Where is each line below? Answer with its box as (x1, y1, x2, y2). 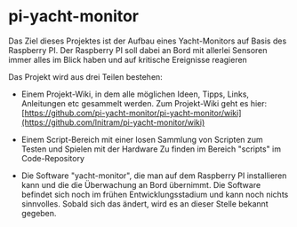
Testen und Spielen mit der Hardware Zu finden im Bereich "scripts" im (20, 144, 282, 154)
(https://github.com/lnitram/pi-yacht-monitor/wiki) (20, 117, 205, 128)
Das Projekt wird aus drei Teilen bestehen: (8, 71, 164, 82)
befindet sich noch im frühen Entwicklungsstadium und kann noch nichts (20, 189, 289, 200)
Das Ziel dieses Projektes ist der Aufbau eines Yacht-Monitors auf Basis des (8, 35, 287, 46)
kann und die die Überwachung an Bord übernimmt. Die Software (20, 179, 261, 190)
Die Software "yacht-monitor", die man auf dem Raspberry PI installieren (20, 170, 287, 181)
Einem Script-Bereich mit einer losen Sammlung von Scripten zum (20, 134, 263, 145)
